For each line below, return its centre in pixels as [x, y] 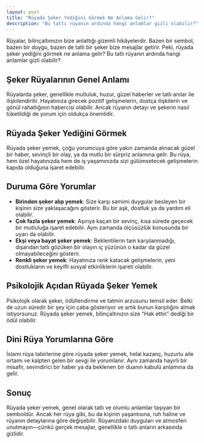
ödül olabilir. [22, 320]
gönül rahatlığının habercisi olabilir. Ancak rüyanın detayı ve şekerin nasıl [98, 107]
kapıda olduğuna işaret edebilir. [46, 167]
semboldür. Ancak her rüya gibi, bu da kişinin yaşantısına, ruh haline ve [96, 414]
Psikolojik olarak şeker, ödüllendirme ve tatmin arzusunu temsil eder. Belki [100, 300]
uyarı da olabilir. [35, 234]
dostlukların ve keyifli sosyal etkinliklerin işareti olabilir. [84, 267]
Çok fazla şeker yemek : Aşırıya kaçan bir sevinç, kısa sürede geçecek [104, 221]
